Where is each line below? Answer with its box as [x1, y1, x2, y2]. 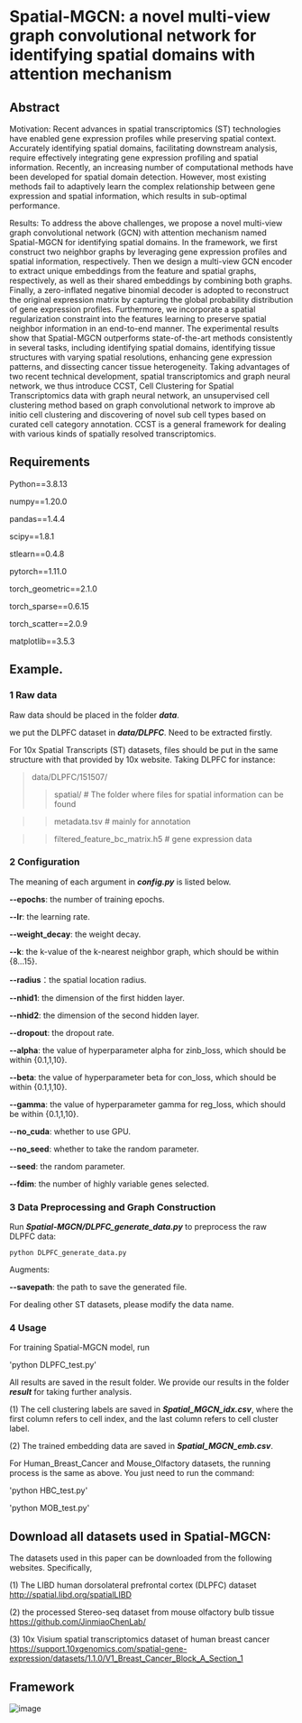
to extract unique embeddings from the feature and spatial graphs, [9, 266, 257, 276]
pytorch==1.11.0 [9, 565, 68, 576]
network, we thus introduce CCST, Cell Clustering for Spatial [9, 380, 234, 391]
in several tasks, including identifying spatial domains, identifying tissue [9, 343, 276, 353]
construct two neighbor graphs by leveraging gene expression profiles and [9, 246, 288, 257]
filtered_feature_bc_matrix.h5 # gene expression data [53, 833, 252, 844]
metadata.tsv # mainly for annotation [53, 816, 191, 827]
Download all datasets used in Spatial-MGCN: [9, 1528, 272, 1544]
